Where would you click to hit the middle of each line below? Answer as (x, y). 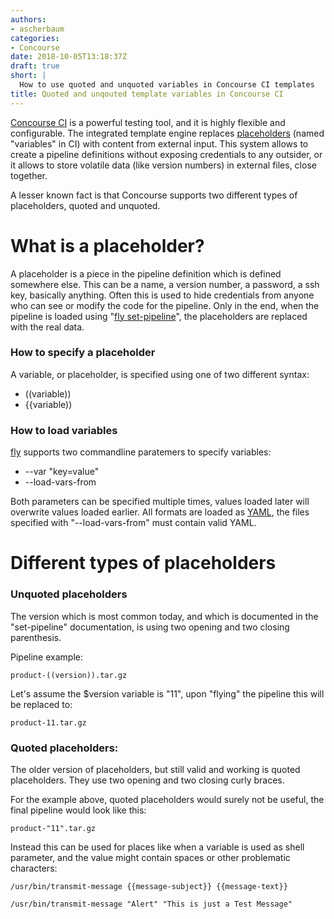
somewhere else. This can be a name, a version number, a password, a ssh (165, 284)
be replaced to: (41, 704)
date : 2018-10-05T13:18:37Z (69, 57)
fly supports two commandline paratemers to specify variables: (141, 452)
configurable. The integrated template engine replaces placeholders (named (167, 133)
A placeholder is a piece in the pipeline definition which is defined (146, 273)
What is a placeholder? (107, 245)
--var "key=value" (62, 472)
